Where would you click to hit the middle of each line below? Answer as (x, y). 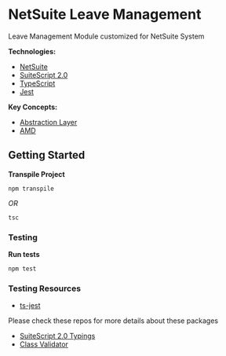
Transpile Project (36, 174)
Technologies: (32, 51)
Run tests (24, 255)
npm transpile (31, 189)
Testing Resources (44, 288)
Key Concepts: (33, 107)
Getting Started (47, 155)
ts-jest (30, 306)
